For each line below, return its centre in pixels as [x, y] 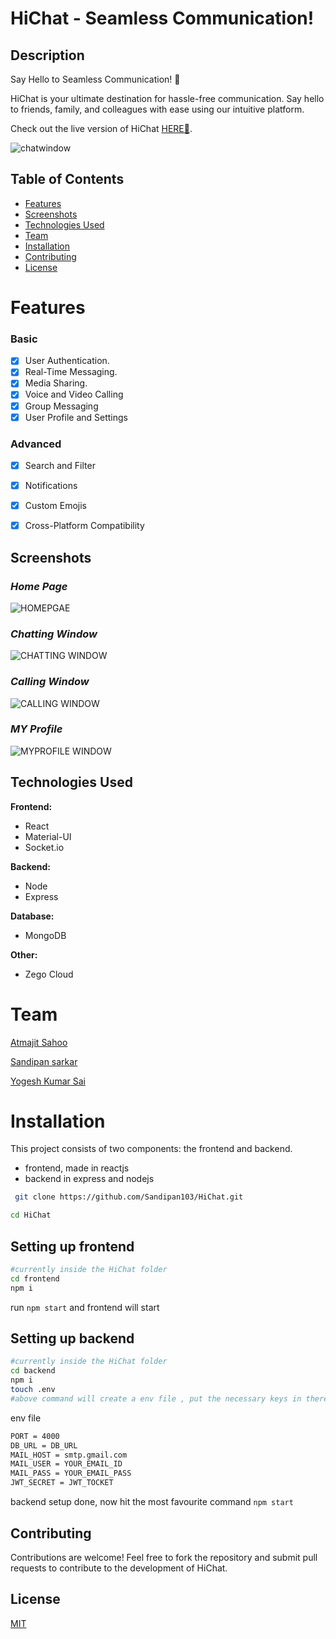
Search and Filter [60, 465]
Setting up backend [72, 1338]
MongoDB [45, 935]
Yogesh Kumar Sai [48, 1081]
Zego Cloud [49, 974]
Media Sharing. [56, 383]
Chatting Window [54, 634]
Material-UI [48, 836]
